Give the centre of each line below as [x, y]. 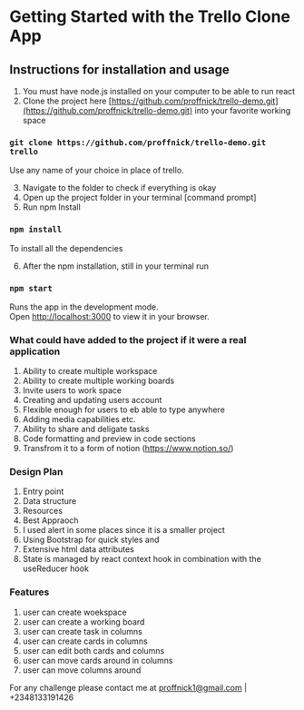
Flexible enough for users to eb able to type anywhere [123, 409]
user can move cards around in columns [98, 660]
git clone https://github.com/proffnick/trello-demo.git [138, 142]
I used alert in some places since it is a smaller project [123, 530]
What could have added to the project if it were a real [128, 340]
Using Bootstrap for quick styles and [91, 540]
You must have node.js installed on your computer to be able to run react [159, 91]
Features [29, 592]
